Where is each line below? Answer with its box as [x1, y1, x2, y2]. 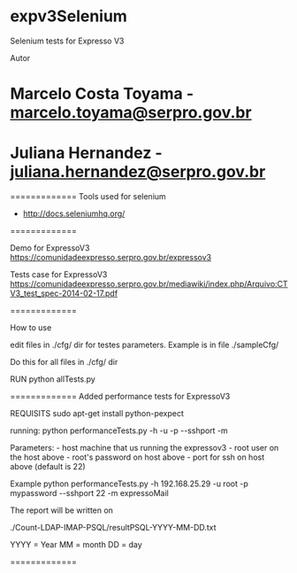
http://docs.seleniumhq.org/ [22, 208, 126, 219]
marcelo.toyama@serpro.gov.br [10, 103, 252, 123]
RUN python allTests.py [10, 374, 95, 384]
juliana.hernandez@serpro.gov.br [10, 162, 266, 182]
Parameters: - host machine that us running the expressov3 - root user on [10, 443, 279, 453]
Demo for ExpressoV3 [10, 243, 90, 253]
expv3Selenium [10, 6, 127, 27]
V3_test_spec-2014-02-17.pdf [10, 288, 118, 298]
